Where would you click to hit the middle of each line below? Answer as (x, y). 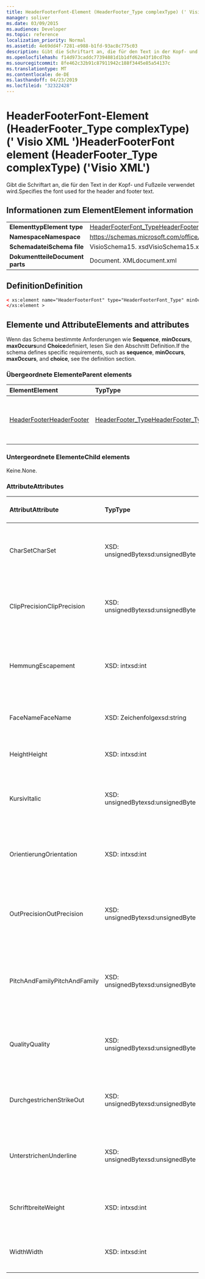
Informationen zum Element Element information (100, 210)
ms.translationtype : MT (37, 69)
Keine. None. (22, 470)
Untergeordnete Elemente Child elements (68, 457)
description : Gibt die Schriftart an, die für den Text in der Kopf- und (102, 52)
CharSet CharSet (33, 551)
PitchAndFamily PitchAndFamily (54, 981)
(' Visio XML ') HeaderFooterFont (91, 142)
